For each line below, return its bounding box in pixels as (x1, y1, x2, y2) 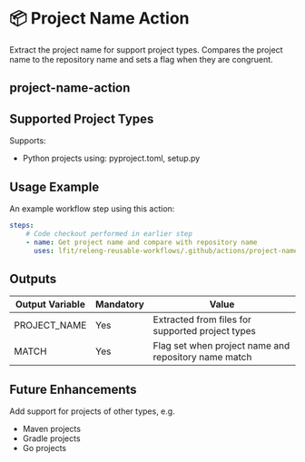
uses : (33, 246, 54, 255)
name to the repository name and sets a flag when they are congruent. (9, 54, 274, 64)
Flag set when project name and (152, 339, 290, 352)
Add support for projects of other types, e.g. (9, 406, 175, 417)
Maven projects (22, 424, 82, 435)
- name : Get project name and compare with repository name (25, 238, 258, 247)
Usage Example (9, 179, 100, 194)
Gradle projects (22, 433, 81, 444)
